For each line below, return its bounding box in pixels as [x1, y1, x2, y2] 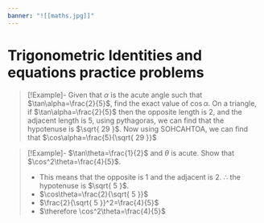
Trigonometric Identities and [7, 46, 203, 64]
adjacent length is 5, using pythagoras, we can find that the [27, 116, 225, 125]
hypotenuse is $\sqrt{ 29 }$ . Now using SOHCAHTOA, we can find [27, 124, 249, 133]
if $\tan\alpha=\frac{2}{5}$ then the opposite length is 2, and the [27, 107, 242, 116]
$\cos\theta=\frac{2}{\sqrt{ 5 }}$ [39, 189, 149, 199]
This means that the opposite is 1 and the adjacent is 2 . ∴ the [39, 172, 241, 181]
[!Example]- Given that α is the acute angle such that [27, 90, 203, 99]
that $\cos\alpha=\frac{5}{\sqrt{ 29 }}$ [27, 132, 158, 142]
